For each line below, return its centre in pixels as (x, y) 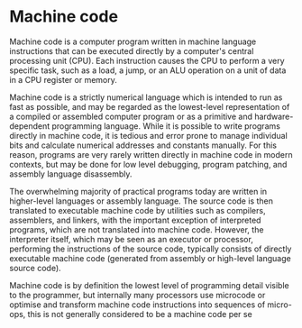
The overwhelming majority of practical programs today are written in (138, 191)
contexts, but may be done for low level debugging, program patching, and (148, 164)
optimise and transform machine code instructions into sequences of (137, 305)
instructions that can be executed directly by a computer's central (132, 50)
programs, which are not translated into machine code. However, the (137, 229)
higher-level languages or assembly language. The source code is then (141, 201)
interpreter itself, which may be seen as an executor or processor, (132, 239)
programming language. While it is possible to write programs (166, 126)
